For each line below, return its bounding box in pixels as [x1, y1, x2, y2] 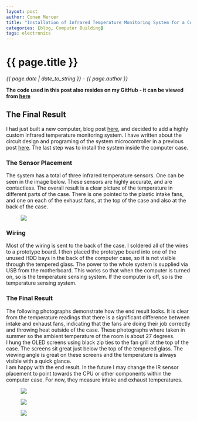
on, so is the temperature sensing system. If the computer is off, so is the [6, 274, 183, 281]
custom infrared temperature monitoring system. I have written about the [6, 131, 182, 139]
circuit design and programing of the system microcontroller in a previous [6, 137, 184, 144]
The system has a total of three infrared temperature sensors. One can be [6, 172, 185, 179]
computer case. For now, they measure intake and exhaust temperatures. [6, 376, 183, 383]
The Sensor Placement [6, 158, 72, 167]
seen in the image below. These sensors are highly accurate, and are [6, 178, 172, 185]
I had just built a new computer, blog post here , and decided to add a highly [6, 125, 189, 132]
